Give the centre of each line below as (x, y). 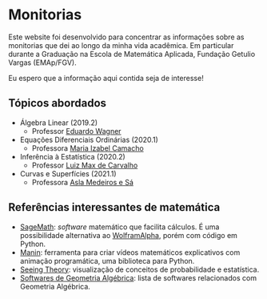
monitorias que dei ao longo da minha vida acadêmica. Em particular (121, 45)
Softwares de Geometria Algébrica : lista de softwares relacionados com (138, 277)
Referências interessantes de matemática (114, 207)
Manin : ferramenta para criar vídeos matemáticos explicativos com (130, 252)
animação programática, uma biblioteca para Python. (107, 261)
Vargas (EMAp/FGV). (43, 63)
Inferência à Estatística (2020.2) (72, 156)
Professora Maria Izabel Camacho (88, 148)
